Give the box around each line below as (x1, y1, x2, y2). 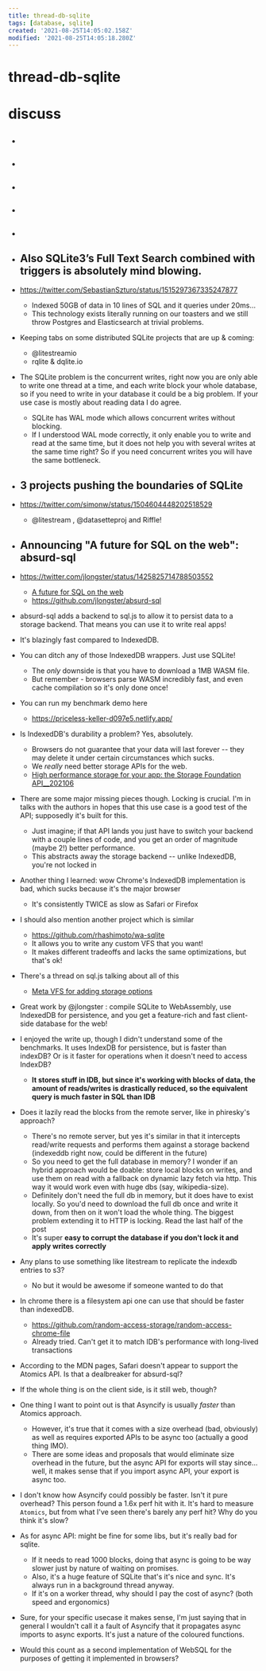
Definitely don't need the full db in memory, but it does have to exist (31, 1191, 254, 1200)
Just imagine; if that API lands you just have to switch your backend (31, 826, 253, 836)
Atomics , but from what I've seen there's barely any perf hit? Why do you (19, 1507, 258, 1517)
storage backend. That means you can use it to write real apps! (19, 620, 227, 629)
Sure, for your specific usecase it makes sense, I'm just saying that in (19, 1613, 247, 1622)
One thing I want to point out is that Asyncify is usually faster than (19, 1400, 236, 1410)
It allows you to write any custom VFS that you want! (31, 939, 204, 949)
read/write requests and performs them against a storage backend (31, 1140, 250, 1149)
